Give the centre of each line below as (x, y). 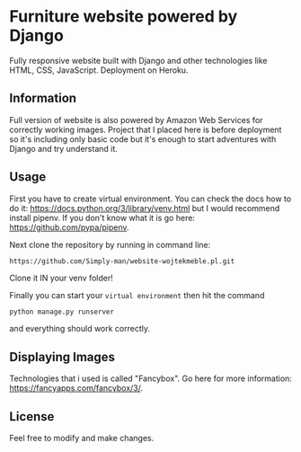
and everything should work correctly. (80, 329)
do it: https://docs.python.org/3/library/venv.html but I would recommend (145, 208)
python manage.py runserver (62, 312)
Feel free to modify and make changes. (82, 439)
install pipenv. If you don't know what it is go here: (102, 217)
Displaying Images (62, 357)
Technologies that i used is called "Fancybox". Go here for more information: (150, 378)
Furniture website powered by (124, 17)
